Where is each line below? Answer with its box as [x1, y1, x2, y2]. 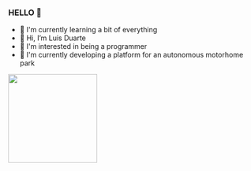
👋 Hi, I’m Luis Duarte [19, 33, 87, 43]
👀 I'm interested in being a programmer [19, 42, 148, 51]
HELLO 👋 [8, 7, 42, 18]
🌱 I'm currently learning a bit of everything [19, 25, 158, 35]
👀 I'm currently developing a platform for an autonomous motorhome [19, 50, 244, 60]
